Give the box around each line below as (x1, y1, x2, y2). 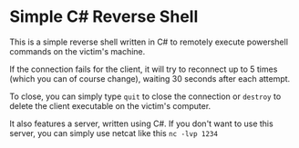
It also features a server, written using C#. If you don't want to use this (9, 118, 273, 129)
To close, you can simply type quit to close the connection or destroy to (9, 91, 282, 102)
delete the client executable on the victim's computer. (9, 100, 211, 111)
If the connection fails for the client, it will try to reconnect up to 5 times (9, 64, 278, 74)
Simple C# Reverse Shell (9, 6, 199, 27)
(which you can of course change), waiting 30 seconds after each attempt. (9, 73, 291, 84)
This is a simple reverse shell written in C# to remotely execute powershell (9, 36, 289, 47)
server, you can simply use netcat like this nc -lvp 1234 (9, 127, 219, 138)
